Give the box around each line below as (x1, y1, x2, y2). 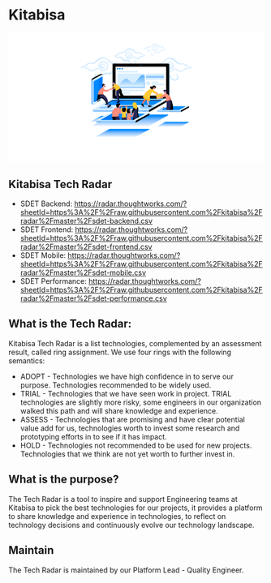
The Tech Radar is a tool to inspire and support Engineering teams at (8, 494, 238, 504)
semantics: (8, 355, 45, 366)
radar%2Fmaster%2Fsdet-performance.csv (19, 294, 168, 303)
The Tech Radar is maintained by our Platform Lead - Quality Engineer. (8, 565, 244, 575)
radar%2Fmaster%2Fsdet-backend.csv (19, 216, 153, 226)
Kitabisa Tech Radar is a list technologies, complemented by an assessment (8, 338, 262, 348)
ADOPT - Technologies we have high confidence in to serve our (19, 371, 234, 381)
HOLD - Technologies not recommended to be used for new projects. (19, 440, 252, 450)
